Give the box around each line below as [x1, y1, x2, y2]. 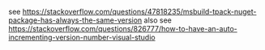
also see [143, 15, 173, 25]
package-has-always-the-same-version [8, 15, 143, 25]
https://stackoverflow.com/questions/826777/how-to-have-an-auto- [8, 24, 237, 33]
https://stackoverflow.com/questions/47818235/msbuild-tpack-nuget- [22, 7, 257, 16]
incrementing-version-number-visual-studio [8, 32, 156, 42]
